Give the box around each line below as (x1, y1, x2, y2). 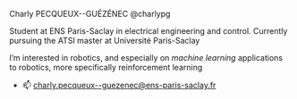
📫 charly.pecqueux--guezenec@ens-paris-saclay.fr (21, 80, 216, 90)
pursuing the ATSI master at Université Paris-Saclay (9, 36, 200, 45)
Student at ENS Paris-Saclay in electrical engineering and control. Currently (9, 26, 288, 36)
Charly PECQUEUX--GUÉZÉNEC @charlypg (9, 9, 171, 19)
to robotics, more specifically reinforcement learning (9, 62, 203, 72)
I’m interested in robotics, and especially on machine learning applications (9, 53, 284, 62)
